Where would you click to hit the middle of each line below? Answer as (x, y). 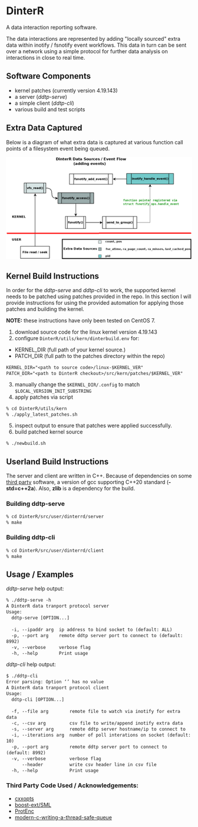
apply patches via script (44, 397)
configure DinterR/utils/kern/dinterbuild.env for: (77, 338)
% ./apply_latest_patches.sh (42, 415)
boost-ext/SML (33, 805)
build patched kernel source (49, 432)
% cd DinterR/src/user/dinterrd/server (55, 517)
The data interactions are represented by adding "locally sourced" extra (93, 38)
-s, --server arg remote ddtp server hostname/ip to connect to (98, 729)
